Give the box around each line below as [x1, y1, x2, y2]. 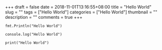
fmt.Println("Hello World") [5, 24, 63, 28]
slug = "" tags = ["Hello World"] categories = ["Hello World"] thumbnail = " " [5, 9, 158, 15]
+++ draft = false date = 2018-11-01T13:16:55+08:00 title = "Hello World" [5, 4, 152, 10]
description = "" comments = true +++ [5, 14, 83, 20]
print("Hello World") [5, 40, 49, 45]
